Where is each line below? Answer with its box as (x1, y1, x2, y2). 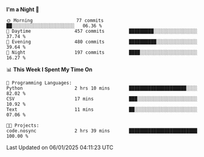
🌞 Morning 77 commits (6, 18, 104, 24)
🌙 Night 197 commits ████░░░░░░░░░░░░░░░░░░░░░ (6, 49, 198, 55)
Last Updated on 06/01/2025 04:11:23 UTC (6, 144, 114, 151)
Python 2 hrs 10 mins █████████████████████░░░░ (6, 85, 198, 91)
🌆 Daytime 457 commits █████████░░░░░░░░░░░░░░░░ (6, 28, 198, 34)
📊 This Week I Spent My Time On (6, 66, 93, 73)
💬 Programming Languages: (6, 80, 72, 86)
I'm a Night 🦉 (6, 6, 40, 13)
